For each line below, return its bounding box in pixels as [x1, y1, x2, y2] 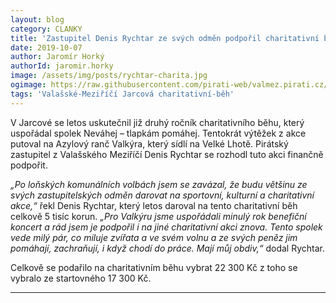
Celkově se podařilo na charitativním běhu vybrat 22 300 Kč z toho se [10, 261, 298, 273]
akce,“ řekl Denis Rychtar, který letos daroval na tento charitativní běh [10, 199, 298, 211]
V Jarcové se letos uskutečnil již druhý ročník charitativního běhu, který [10, 116, 305, 128]
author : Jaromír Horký [10, 52, 105, 62]
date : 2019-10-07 [10, 42, 83, 53]
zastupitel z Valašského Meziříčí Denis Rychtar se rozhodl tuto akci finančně [10, 148, 324, 160]
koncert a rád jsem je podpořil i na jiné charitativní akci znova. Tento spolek [10, 221, 323, 233]
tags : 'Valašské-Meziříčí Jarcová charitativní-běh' [10, 89, 235, 99]
